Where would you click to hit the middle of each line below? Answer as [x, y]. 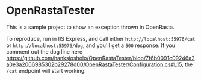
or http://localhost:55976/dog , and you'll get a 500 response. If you [91, 45]
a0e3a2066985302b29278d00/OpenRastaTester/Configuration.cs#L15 [94, 64]
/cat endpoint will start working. [46, 70]
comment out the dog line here [45, 51]
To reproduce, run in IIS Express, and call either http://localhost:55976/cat [101, 38]
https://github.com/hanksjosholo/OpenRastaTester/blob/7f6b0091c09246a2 [100, 58]
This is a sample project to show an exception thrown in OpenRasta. [90, 27]
